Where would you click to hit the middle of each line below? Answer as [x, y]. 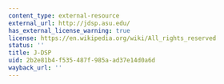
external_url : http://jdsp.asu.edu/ [69, 23]
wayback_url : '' [35, 68]
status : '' [26, 46]
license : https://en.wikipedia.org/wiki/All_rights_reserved [112, 38]
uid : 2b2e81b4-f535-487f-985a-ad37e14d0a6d [82, 61]
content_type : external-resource [64, 16]
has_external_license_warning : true [69, 30]
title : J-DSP [30, 53]
